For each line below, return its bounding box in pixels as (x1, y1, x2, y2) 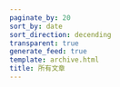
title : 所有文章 (9, 64, 65, 73)
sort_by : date (9, 22, 64, 31)
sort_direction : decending (9, 30, 112, 39)
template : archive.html (9, 55, 100, 64)
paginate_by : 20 (9, 13, 71, 23)
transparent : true (9, 38, 79, 48)
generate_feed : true (9, 47, 88, 56)
